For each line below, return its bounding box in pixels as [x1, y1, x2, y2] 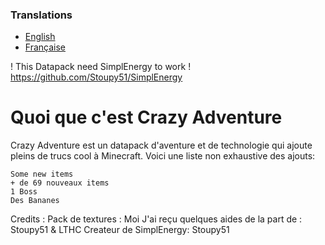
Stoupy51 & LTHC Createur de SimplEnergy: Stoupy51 [10, 224, 230, 236]
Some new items [10, 169, 74, 180]
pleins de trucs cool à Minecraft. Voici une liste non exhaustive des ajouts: [10, 150, 316, 162]
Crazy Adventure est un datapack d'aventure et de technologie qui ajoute [10, 139, 313, 152]
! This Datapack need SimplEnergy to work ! [10, 61, 192, 73]
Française [24, 41, 66, 53]
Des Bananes [10, 196, 60, 206]
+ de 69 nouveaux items [10, 178, 110, 188]
